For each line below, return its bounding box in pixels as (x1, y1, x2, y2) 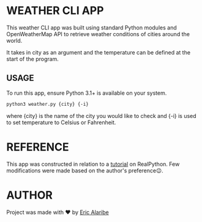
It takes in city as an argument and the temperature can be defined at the (6, 48, 191, 56)
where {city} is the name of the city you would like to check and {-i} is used (6, 112, 197, 119)
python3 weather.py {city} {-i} (6, 101, 89, 107)
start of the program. (6, 55, 59, 62)
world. (6, 37, 23, 44)
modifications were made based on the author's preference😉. (6, 166, 163, 174)
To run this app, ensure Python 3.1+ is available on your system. (6, 89, 167, 97)
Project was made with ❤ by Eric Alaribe (6, 209, 109, 216)
